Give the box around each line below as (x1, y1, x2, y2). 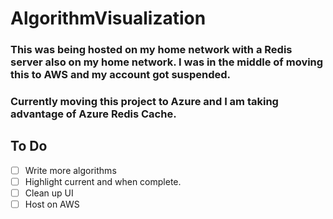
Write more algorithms (24, 164, 117, 176)
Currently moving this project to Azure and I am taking (10, 95, 279, 109)
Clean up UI (24, 187, 74, 199)
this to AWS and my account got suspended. (10, 68, 232, 82)
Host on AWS (24, 198, 80, 211)
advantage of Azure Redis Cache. (10, 107, 177, 121)
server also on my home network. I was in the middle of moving (10, 55, 324, 69)
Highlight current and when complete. (24, 175, 182, 187)
